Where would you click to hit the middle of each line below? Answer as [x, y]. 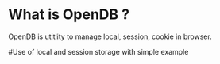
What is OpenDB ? [69, 15]
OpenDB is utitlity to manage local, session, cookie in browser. [110, 36]
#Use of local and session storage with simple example [98, 51]
